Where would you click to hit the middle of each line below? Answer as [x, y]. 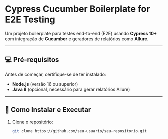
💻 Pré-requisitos [32, 60]
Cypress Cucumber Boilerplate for [78, 9]
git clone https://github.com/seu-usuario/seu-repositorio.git [80, 131]
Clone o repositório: [33, 122]
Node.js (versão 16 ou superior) [45, 84]
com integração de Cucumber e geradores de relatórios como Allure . [77, 39]
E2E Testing [30, 20]
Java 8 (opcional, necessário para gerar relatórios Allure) [71, 89]
